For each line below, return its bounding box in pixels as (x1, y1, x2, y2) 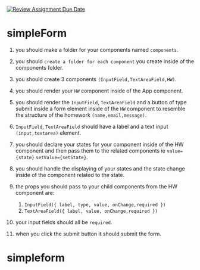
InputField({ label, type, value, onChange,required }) (24, 201, 166, 208)
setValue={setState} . (35, 153, 88, 160)
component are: (15, 189, 55, 196)
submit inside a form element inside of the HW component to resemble (15, 105, 186, 112)
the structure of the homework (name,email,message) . (15, 111, 147, 119)
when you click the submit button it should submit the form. (15, 230, 161, 237)
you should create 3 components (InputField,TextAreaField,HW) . (15, 75, 177, 83)
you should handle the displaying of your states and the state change (15, 165, 185, 172)
